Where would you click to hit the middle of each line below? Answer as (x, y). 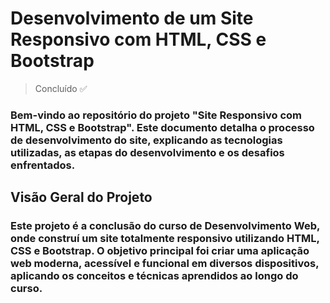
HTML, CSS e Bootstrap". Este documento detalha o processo (162, 127)
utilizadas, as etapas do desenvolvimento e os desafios (147, 152)
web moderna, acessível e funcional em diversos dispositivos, (165, 264)
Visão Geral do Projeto (81, 197)
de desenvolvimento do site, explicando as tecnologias (146, 140)
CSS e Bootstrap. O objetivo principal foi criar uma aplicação (160, 251)
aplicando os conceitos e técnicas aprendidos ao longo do (154, 276)
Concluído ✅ (61, 88)
